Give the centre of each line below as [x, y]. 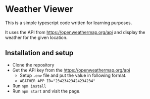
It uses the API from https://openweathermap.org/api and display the [75, 32]
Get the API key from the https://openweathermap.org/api [71, 70]
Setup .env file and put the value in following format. [73, 75]
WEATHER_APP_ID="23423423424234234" [57, 81]
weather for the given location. [36, 37]
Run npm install [29, 86]
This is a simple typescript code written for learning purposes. [69, 23]
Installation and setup [39, 53]
